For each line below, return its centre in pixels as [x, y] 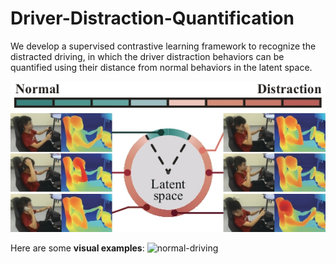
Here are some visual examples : [77, 248]
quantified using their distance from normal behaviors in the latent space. [161, 67]
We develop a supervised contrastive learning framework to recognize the [163, 46]
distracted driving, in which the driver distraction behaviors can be [147, 56]
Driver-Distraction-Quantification [152, 18]
